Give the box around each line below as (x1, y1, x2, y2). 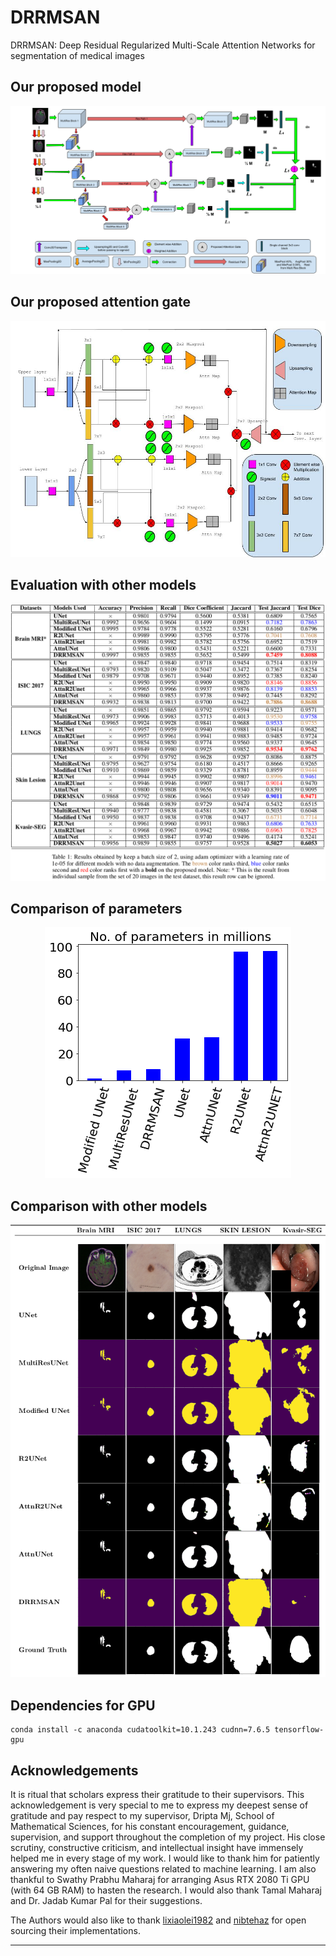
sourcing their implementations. (10, 1925, 141, 1937)
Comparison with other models (10, 1197, 208, 1215)
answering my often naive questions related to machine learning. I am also (10, 1863, 317, 1875)
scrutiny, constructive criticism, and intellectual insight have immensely (10, 1842, 304, 1854)
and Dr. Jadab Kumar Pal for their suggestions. (10, 1895, 203, 1907)
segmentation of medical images (10, 49, 145, 61)
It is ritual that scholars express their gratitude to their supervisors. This (10, 1789, 305, 1801)
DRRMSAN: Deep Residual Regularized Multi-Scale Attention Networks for (10, 39, 316, 51)
